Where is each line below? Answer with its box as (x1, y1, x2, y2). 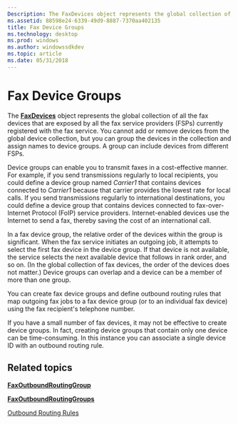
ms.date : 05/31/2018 (7, 57, 69, 64)
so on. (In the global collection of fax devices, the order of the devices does (7, 260, 230, 268)
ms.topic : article (7, 51, 62, 58)
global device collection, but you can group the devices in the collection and (7, 133, 232, 143)
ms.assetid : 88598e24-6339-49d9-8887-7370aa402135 (7, 17, 161, 24)
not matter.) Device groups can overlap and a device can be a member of (7, 268, 222, 276)
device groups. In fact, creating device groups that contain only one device (7, 325, 228, 334)
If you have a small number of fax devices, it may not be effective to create (7, 318, 227, 327)
